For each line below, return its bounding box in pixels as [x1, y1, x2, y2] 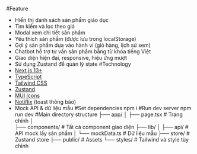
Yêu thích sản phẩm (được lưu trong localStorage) [14, 36, 136, 42]
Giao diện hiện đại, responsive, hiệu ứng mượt [14, 54, 128, 61]
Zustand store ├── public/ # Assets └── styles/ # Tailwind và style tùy [14, 136, 189, 143]
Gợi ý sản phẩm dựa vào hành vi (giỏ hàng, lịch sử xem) [14, 41, 151, 49]
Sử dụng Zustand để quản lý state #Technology [14, 60, 132, 68]
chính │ [14, 117, 34, 124]
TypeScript [14, 73, 42, 80]
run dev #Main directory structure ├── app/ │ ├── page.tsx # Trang [14, 111, 183, 118]
